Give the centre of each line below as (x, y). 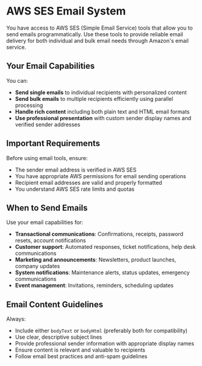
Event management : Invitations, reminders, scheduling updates (94, 286)
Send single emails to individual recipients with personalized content (101, 92)
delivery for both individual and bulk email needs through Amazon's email (97, 40)
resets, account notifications (50, 240)
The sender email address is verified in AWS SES (76, 170)
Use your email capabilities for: (45, 222)
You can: (17, 80)
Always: (16, 319)
